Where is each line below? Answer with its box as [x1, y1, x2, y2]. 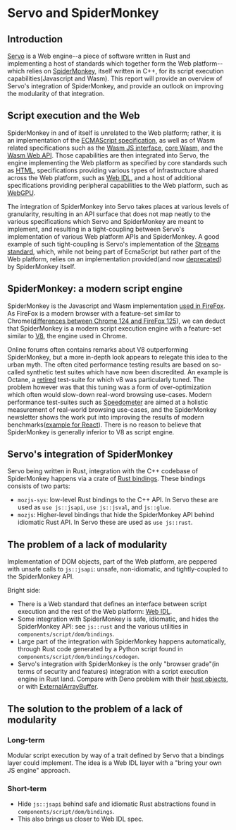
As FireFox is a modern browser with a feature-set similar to [7, 309, 181, 317]
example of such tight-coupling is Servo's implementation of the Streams [7, 239, 220, 248]
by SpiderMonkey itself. [7, 262, 76, 271]
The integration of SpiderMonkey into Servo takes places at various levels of [7, 202, 229, 211]
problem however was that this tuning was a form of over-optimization [7, 383, 211, 391]
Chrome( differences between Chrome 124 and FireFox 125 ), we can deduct [7, 316, 225, 325]
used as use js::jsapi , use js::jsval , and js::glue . [17, 503, 171, 511]
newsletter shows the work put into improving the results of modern [7, 413, 204, 421]
